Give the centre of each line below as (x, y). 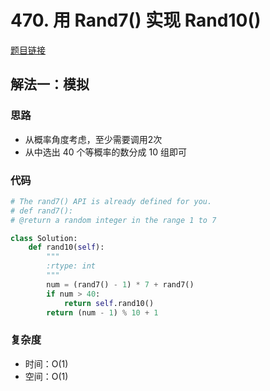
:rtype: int (71, 266)
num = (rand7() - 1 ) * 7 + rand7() (120, 284)
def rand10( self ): (66, 247)
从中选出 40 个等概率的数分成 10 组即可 (105, 152)
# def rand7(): (42, 211)
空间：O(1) (46, 376)
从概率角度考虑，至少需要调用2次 (93, 139)
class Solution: (44, 238)
